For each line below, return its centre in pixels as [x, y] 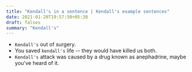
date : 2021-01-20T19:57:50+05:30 [47, 17]
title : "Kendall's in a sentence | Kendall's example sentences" [88, 11]
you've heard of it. [37, 63]
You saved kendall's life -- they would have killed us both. [86, 51]
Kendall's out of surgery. [45, 44]
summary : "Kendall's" [33, 28]
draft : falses [24, 22]
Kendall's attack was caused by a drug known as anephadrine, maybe [100, 57]
